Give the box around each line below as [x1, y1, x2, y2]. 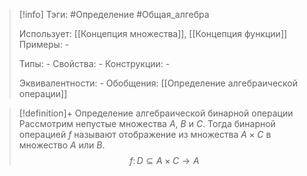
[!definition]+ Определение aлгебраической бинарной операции [18, 107, 294, 119]
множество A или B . [18, 139, 106, 151]
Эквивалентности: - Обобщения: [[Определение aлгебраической [18, 77, 298, 89]
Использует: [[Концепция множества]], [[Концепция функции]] [18, 28, 288, 39]
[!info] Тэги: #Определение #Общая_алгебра [18, 9, 210, 20]
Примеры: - [18, 39, 70, 50]
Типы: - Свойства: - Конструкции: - [18, 58, 171, 69]
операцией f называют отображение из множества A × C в [18, 129, 272, 140]
